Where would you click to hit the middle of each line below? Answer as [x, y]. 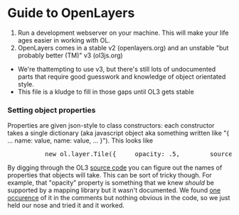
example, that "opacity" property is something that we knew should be [111, 183]
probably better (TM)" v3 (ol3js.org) [70, 55]
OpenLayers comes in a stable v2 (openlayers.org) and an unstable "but [123, 48]
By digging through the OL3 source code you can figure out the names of [115, 167]
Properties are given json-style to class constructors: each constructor [111, 126]
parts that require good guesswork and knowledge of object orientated [122, 77]
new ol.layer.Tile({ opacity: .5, [112, 154]
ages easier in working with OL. [64, 40]
